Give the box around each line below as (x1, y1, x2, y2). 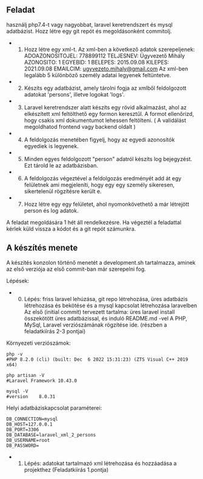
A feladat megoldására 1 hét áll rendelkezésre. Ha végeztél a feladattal (6, 219, 182, 226)
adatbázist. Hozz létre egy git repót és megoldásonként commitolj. (6, 27, 172, 35)
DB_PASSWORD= (6, 443, 39, 449)
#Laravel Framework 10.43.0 (6, 378, 78, 384)
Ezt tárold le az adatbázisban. (24, 161, 98, 169)
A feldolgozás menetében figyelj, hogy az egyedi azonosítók (24, 136, 175, 143)
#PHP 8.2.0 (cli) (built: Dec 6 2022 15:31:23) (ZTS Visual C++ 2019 (6, 356, 188, 362)
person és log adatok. (24, 206, 79, 214)
